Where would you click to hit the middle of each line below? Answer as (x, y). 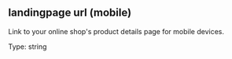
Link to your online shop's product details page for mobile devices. (116, 31)
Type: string (28, 47)
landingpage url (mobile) (70, 13)
